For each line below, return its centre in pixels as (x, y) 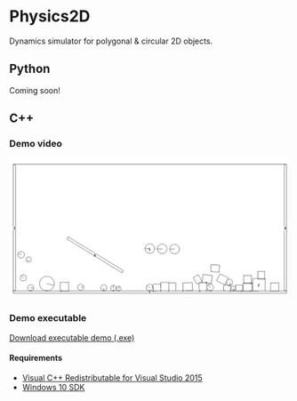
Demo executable (48, 318)
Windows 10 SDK (53, 387)
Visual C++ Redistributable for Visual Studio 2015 (112, 377)
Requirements (36, 358)
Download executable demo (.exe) (72, 337)
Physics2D (50, 16)
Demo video (36, 144)
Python (30, 69)
